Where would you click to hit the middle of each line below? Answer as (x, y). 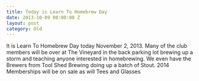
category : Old (24, 29)
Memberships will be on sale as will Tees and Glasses (74, 72)
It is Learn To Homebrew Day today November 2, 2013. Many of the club (97, 46)
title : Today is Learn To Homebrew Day (57, 12)
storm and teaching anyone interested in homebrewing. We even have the (99, 59)
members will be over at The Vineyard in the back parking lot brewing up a (100, 53)
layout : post (23, 23)
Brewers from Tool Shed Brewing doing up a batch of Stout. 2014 (88, 65)
